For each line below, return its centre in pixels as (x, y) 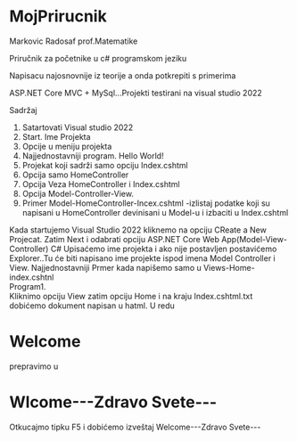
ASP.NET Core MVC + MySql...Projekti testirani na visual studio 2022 (136, 93)
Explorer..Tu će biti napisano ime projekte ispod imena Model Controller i (142, 258)
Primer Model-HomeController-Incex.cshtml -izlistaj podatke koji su (146, 203)
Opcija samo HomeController (75, 175)
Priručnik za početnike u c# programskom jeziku (98, 58)
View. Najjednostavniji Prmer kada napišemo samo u (106, 267)
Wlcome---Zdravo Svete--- (113, 402)
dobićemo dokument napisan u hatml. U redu (92, 306)
